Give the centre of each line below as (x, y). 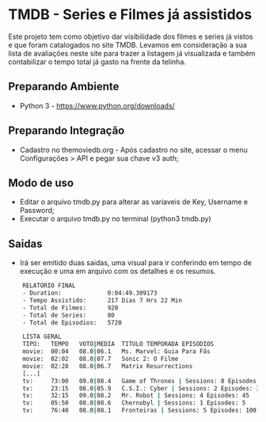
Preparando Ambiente (64, 87)
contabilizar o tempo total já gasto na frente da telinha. (97, 62)
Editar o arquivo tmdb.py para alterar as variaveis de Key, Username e (133, 202)
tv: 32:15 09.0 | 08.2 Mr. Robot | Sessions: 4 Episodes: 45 (136, 396)
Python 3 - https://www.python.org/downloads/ (97, 105)
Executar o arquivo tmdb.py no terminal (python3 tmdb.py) (115, 219)
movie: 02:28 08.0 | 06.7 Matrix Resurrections (108, 366)
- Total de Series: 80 (68, 315)
